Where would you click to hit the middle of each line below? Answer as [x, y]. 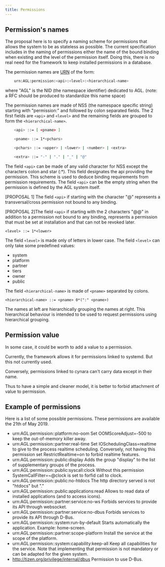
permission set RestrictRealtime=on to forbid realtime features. [76, 454]
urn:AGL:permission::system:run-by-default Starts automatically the [81, 523]
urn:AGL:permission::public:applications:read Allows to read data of [81, 491]
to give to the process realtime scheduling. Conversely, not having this [84, 449]
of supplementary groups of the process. [54, 465]
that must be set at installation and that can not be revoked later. [70, 222]
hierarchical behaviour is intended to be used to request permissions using [81, 314]
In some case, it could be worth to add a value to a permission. [69, 347]
